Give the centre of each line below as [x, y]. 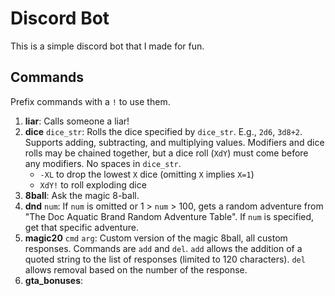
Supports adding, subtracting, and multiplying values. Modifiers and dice [174, 142]
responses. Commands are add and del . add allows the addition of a [163, 248]
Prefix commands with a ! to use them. [90, 101]
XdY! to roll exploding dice [93, 184]
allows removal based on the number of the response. [136, 269]
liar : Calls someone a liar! [77, 121]
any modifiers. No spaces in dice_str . [103, 163]
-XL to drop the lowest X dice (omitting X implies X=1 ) [147, 174]
